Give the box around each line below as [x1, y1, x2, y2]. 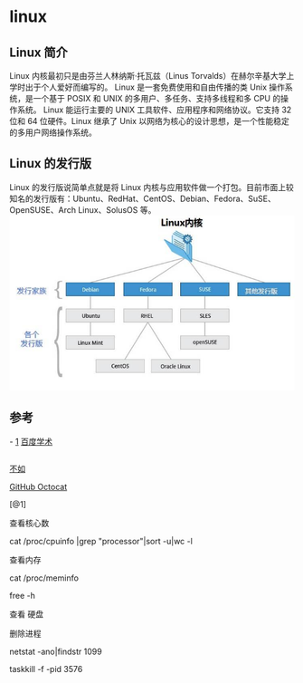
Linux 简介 [9, 44, 68, 60]
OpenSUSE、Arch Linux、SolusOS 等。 [9, 204, 156, 215]
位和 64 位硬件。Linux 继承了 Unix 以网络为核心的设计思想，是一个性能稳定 [9, 116, 289, 126]
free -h [9, 590, 36, 601]
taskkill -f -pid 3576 [9, 663, 83, 674]
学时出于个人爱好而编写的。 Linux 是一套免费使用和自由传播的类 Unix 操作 [9, 82, 285, 92]
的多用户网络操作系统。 [9, 127, 97, 138]
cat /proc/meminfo [9, 572, 80, 583]
